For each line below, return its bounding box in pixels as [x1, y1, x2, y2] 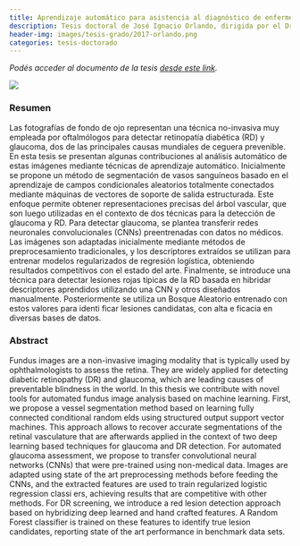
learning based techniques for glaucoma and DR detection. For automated [9, 440, 282, 451]
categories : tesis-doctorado [9, 38, 118, 47]
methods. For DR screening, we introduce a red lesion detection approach [9, 498, 281, 508]
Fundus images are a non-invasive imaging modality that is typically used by [9, 354, 290, 365]
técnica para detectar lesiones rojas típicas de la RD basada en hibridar [9, 274, 271, 285]
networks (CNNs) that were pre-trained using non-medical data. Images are [9, 459, 288, 470]
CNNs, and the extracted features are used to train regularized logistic [9, 478, 268, 489]
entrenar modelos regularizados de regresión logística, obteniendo [9, 255, 254, 266]
